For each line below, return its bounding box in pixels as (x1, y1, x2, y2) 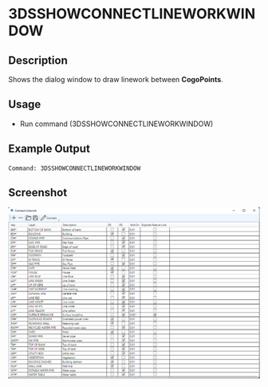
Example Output (8, 142, 90, 156)
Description (8, 53, 68, 67)
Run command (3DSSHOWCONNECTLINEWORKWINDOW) (19, 119, 214, 128)
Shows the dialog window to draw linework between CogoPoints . (8, 75, 223, 84)
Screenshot (8, 186, 68, 199)
